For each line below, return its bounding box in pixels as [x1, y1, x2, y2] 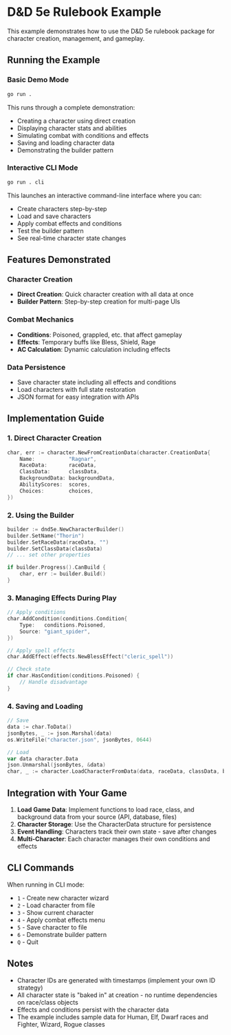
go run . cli [7, 179, 45, 186]
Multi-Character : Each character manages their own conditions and [16, 834, 210, 842]
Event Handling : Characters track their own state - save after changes [16, 827, 217, 836]
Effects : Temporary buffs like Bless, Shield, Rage [16, 337, 156, 346]
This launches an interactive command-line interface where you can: [7, 191, 202, 199]
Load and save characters [16, 212, 91, 220]
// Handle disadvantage [19, 679, 88, 686]
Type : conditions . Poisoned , [19, 622, 107, 629]
